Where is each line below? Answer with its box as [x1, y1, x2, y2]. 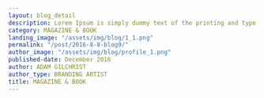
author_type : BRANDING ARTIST [8, 70, 108, 78]
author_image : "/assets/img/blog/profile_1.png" [8, 48, 172, 56]
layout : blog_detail [8, 11, 77, 20]
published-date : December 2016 [8, 56, 111, 64]
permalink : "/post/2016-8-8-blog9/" [8, 41, 129, 49]
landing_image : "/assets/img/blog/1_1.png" [8, 33, 154, 42]
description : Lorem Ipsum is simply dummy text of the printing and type [8, 19, 257, 27]
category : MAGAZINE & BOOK [8, 26, 97, 34]
